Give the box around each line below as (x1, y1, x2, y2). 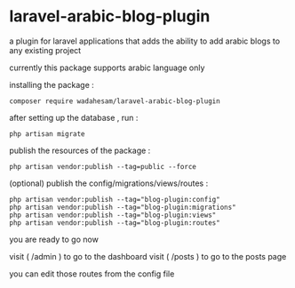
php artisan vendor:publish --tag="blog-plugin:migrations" (9, 203, 237, 212)
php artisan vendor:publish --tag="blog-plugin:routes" (9, 218, 220, 228)
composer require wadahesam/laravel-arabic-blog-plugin (9, 96, 220, 106)
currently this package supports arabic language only (9, 62, 205, 73)
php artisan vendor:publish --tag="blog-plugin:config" (9, 195, 220, 204)
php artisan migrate (9, 129, 86, 139)
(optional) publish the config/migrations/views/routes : (9, 178, 209, 188)
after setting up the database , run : (9, 112, 139, 123)
